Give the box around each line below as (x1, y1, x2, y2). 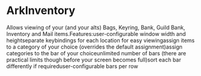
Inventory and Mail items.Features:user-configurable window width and (6, 30, 186, 37)
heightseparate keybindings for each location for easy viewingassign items (6, 36, 195, 44)
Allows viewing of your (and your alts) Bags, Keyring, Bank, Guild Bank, (6, 24, 185, 31)
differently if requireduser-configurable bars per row (6, 62, 139, 70)
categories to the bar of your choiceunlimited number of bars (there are (6, 49, 186, 57)
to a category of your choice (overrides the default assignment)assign (6, 43, 183, 50)
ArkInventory (6, 4, 76, 18)
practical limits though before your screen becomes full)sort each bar (6, 56, 181, 63)
